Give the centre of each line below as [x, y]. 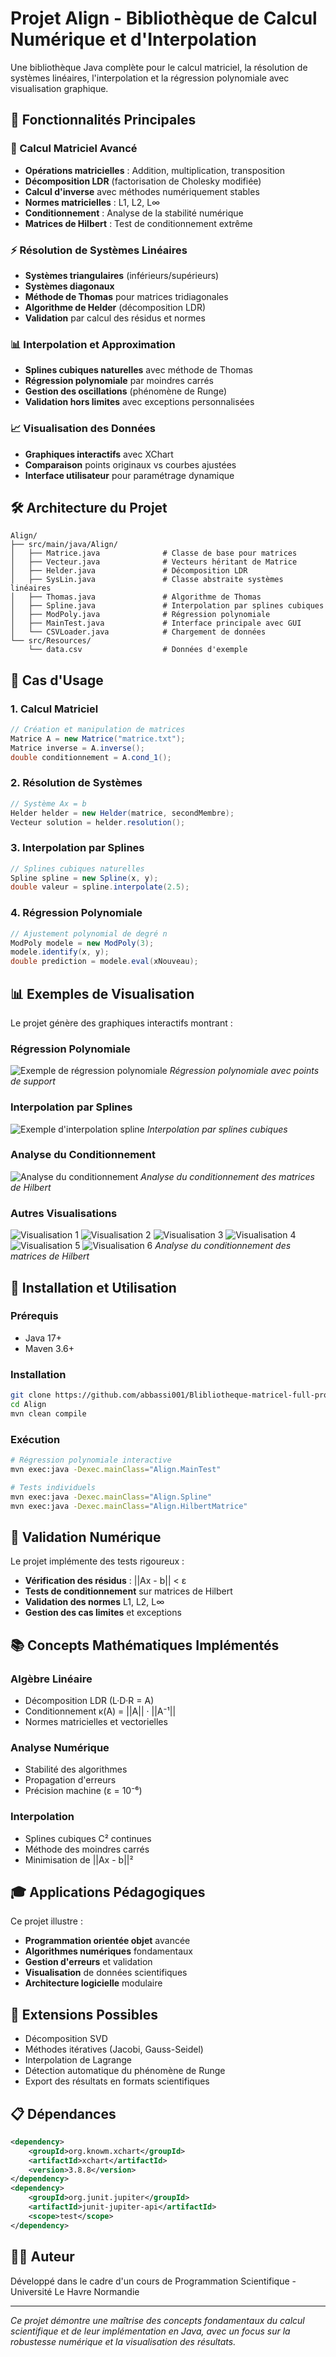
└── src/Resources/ [51, 641]
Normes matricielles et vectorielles [96, 1721]
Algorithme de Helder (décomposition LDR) [115, 307]
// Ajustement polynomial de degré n [89, 933]
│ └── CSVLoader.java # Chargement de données [138, 632]
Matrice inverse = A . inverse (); [77, 748]
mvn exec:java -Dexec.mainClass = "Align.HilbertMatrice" [129, 1506]
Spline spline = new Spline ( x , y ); [84, 878]
